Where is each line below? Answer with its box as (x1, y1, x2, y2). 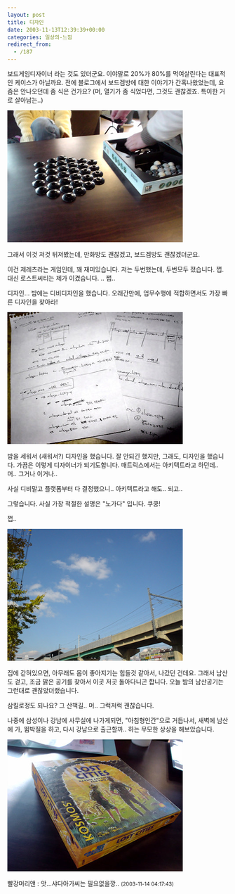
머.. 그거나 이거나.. (7, 470, 58, 478)
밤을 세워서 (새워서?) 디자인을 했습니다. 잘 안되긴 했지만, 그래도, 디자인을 (7, 452, 206, 460)
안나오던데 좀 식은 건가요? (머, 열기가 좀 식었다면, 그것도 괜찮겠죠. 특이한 (20, 87, 218, 95)
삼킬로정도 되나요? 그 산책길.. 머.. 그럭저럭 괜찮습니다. (7, 701, 154, 710)
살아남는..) (14, 96, 43, 104)
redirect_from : (7, 41, 52, 49)
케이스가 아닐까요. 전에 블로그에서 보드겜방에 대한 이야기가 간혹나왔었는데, (14, 78, 217, 87)
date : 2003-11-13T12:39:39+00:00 (7, 26, 105, 33)
